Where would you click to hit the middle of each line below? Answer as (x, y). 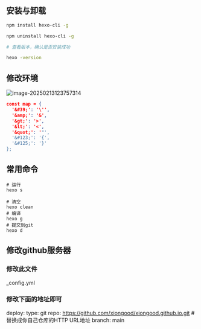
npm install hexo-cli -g (37, 25)
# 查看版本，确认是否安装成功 (38, 47)
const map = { (24, 104)
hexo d (14, 230)
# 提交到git (20, 225)
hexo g (14, 219)
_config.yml (21, 283)
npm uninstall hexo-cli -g (40, 36)
